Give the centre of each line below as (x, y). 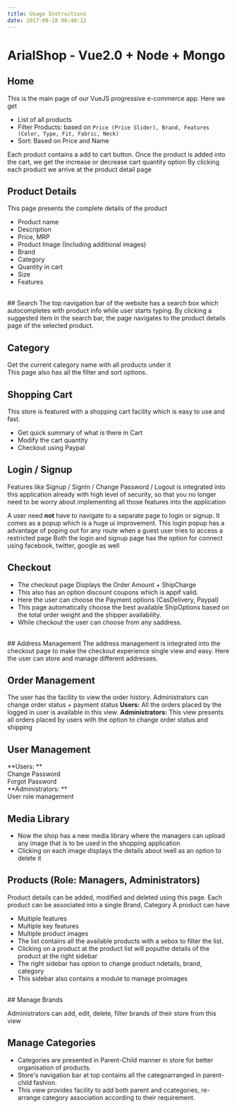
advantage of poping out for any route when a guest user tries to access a (115, 531)
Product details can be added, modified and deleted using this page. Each (115, 897)
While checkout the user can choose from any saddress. (99, 622)
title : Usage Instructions (47, 14)
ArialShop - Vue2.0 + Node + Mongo (116, 55)
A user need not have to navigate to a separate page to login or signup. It (114, 515)
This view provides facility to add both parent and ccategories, (108, 1090)
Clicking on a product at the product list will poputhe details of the (114, 948)
